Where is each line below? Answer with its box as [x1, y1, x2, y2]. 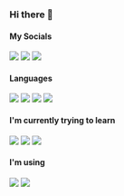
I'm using [9, 157, 45, 168]
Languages [9, 73, 52, 83]
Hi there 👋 [9, 8, 54, 21]
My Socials [9, 31, 52, 42]
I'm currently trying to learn [9, 114, 116, 125]
